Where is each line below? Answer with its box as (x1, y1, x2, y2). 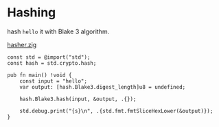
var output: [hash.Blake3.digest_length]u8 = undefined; (19, 83, 186, 90)
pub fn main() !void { (7, 72, 72, 79)
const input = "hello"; (19, 77, 88, 85)
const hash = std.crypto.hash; (7, 59, 97, 66)
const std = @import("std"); (7, 53, 91, 61)
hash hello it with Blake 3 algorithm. (7, 27, 110, 36)
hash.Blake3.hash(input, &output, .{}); (19, 96, 137, 102)
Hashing (7, 5, 56, 20)
